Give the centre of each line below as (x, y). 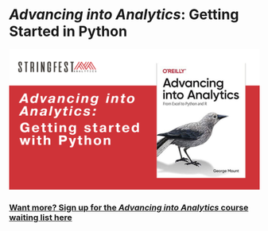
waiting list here (41, 218)
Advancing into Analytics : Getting (124, 15)
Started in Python (68, 31)
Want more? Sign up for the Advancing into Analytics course (129, 208)
